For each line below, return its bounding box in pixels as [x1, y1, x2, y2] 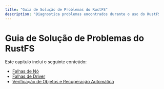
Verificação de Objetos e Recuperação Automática [12, 79, 114, 85]
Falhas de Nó [12, 69, 39, 74]
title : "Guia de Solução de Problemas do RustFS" [5, 7, 108, 12]
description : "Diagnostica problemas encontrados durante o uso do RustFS [5, 12, 161, 17]
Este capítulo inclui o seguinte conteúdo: [5, 59, 87, 65]
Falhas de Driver [12, 73, 45, 79]
